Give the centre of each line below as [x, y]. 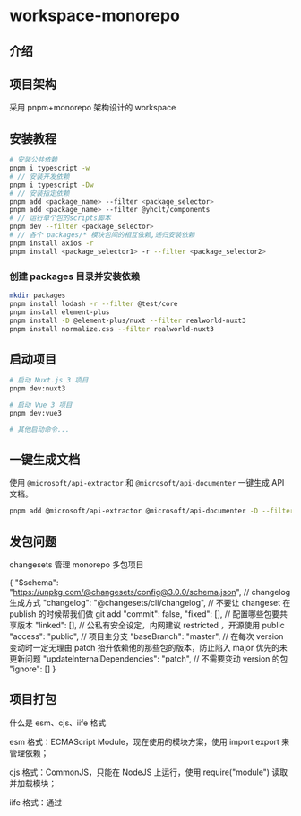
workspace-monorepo [95, 16]
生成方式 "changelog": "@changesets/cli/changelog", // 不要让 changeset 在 [150, 603]
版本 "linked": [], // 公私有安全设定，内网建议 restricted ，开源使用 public [150, 626]
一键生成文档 [45, 459]
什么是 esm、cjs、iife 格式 [58, 723]
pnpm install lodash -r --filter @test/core [94, 303]
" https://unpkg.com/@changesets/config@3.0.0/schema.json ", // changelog [150, 592]
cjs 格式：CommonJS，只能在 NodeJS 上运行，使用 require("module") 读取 [149, 772]
